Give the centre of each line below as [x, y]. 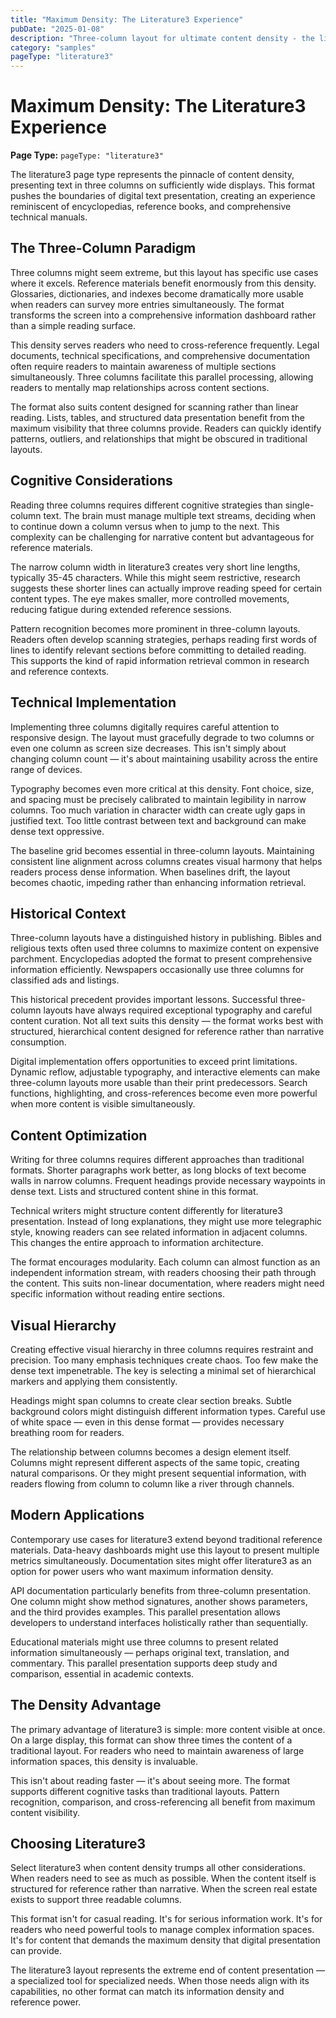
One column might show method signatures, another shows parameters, [159, 1601]
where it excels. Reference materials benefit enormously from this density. [163, 283]
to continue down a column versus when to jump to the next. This [145, 526]
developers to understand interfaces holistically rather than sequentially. [159, 1622]
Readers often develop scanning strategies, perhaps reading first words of [164, 639]
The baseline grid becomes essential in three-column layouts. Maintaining [162, 850]
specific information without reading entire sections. [118, 1294]
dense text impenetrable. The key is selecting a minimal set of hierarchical [163, 1370]
